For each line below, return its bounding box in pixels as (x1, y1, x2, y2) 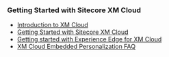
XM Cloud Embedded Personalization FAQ (16, 43, 136, 51)
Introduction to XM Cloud (16, 21, 89, 29)
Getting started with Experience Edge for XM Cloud (16, 35, 162, 43)
